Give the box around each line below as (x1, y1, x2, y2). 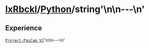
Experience (5, 24, 42, 32)
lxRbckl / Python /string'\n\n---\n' (5, 4, 145, 15)
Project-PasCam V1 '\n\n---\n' (5, 37, 65, 43)
